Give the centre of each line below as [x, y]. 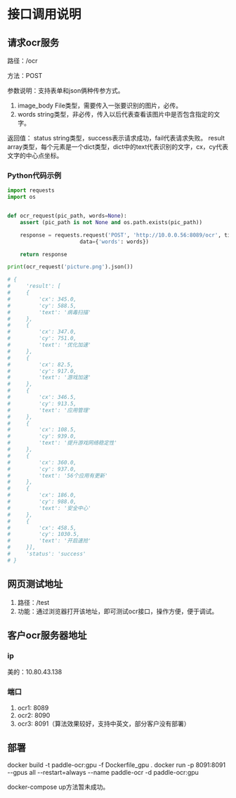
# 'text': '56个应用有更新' [58, 476]
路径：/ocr [22, 61]
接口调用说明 [45, 14]
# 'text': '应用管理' [49, 410]
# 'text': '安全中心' [49, 508]
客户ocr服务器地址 [47, 635]
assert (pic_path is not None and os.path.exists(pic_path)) [111, 222]
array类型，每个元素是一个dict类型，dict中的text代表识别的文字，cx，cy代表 [118, 147]
